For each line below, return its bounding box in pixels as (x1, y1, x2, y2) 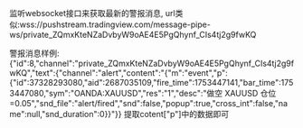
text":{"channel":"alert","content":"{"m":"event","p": (34, 68, 228, 78)
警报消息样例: (9, 48, 61, 59)
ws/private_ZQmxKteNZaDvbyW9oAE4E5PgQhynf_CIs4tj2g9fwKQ (9, 30, 257, 40)
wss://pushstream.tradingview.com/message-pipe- (19, 19, 211, 30)
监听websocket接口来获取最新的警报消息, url (9, 8, 175, 18)
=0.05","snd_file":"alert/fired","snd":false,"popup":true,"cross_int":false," (9, 98, 279, 108)
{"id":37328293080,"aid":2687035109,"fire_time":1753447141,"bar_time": (9, 78, 282, 87)
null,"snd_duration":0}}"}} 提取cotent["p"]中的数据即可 (26, 109, 229, 119)
